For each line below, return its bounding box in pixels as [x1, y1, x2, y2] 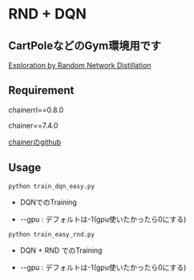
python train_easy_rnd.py [8, 230, 95, 238]
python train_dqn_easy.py [8, 182, 95, 190]
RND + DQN [8, 5, 87, 23]
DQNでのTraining [19, 197, 78, 207]
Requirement [8, 83, 75, 97]
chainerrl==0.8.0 [8, 105, 64, 115]
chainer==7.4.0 [8, 120, 59, 130]
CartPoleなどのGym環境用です [8, 39, 162, 52]
